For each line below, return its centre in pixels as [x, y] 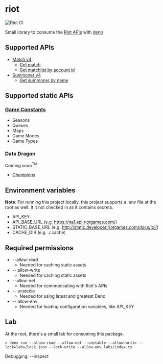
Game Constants [25, 110]
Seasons [21, 120]
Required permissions [39, 248]
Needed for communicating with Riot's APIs [63, 286]
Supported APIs [30, 48]
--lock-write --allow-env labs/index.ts [91, 347]
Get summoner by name [44, 80]
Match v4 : [22, 59]
